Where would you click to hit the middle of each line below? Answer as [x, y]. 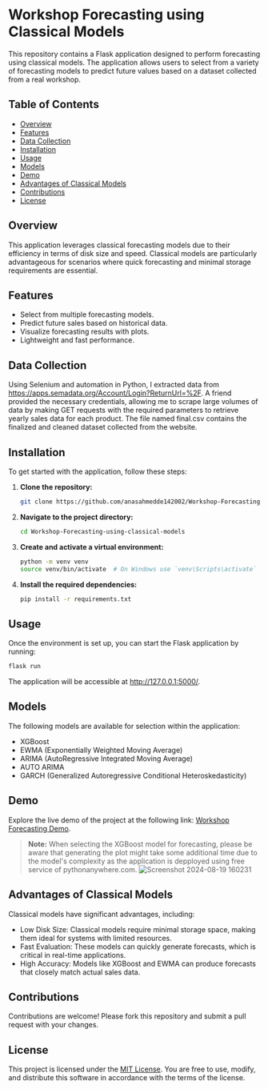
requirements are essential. [53, 270]
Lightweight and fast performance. [77, 340]
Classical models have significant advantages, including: [102, 914]
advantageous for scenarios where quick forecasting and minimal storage [130, 262]
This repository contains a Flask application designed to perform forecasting [134, 54]
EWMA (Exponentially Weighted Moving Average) [101, 750]
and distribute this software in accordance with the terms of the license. [127, 1078]
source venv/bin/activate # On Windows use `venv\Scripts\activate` [138, 569]
